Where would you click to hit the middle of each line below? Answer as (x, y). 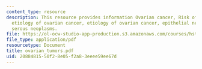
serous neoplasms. (35, 28)
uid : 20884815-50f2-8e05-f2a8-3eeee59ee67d (62, 56)
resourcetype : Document (36, 46)
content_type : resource (36, 12)
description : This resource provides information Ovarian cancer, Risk (98, 17)
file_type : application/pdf (41, 40)
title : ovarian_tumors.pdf (40, 51)
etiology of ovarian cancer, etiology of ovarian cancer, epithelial (100, 23)
